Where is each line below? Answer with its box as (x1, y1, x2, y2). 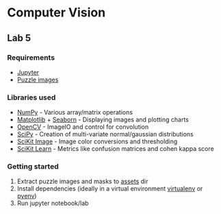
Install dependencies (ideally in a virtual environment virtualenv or (16, 185, 203, 193)
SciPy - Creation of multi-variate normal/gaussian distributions (16, 130, 194, 139)
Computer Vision (7, 5, 106, 21)
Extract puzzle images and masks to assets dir (16, 177, 148, 186)
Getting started (7, 162, 60, 171)
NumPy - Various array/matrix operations (16, 108, 133, 117)
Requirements (7, 53, 55, 62)
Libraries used (7, 93, 56, 102)
